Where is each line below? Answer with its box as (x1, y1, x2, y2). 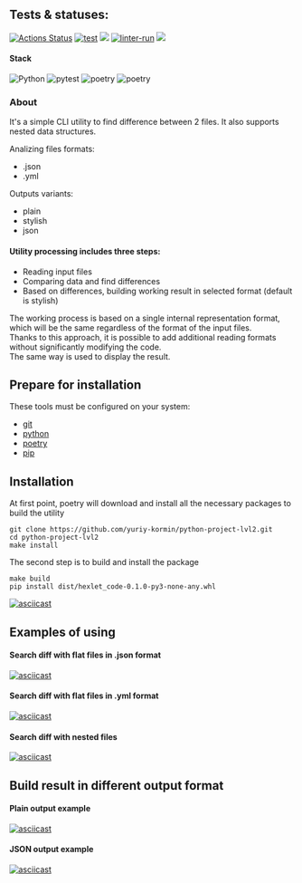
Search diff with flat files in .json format (9, 649, 161, 660)
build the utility (9, 507, 65, 519)
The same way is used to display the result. (9, 350, 171, 361)
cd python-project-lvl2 (9, 533, 99, 542)
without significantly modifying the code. (9, 341, 162, 352)
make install (9, 541, 59, 551)
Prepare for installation (9, 377, 142, 392)
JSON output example (9, 844, 94, 855)
